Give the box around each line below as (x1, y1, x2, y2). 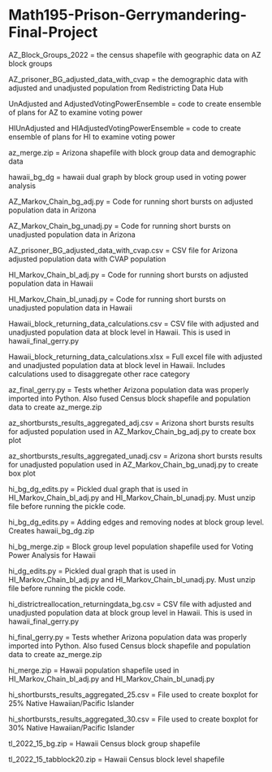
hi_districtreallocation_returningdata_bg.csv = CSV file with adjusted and (8, 599, 252, 608)
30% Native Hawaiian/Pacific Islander (8, 722, 136, 732)
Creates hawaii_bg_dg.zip (8, 525, 95, 535)
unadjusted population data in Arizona (8, 230, 136, 239)
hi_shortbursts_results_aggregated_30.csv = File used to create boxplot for (8, 714, 258, 724)
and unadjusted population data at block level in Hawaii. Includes (8, 360, 226, 370)
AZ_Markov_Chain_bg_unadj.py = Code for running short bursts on (8, 221, 231, 230)
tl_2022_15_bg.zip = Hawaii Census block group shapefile (8, 739, 201, 748)
